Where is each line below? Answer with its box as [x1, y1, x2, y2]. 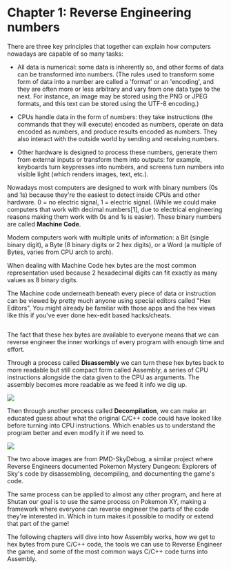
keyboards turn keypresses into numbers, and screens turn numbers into [17, 162, 225, 171]
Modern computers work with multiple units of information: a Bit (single [7, 233, 210, 242]
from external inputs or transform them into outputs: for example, [17, 155, 202, 163]
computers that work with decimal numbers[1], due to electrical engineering [7, 205, 223, 213]
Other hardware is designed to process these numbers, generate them [17, 148, 218, 156]
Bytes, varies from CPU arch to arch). [7, 248, 114, 256]
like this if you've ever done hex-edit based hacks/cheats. [7, 311, 172, 319]
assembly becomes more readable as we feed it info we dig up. [7, 380, 188, 388]
